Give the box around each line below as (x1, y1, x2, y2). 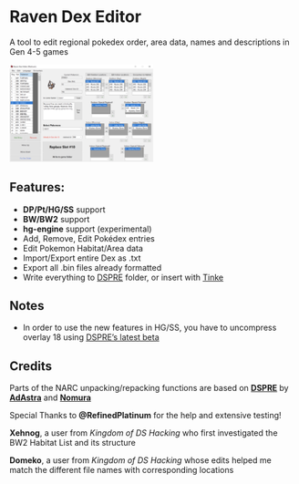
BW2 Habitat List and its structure (9, 438, 137, 448)
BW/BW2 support (22, 213, 90, 224)
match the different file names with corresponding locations (9, 465, 234, 476)
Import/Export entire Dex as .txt (22, 252, 141, 263)
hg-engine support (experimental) (22, 223, 152, 234)
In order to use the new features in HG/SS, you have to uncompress (22, 322, 277, 334)
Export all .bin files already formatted (22, 262, 162, 273)
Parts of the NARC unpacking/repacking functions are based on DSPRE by (9, 383, 289, 394)
